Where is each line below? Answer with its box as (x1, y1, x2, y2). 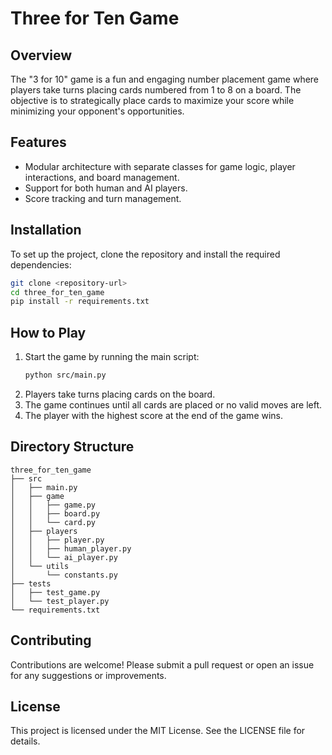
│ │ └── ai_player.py (10, 552, 118, 562)
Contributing (10, 632, 92, 649)
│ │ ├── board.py (10, 508, 101, 519)
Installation (10, 222, 82, 239)
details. (10, 735, 41, 747)
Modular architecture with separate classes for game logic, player (24, 160, 296, 172)
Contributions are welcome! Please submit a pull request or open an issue (10, 658, 315, 671)
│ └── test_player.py (10, 596, 110, 606)
